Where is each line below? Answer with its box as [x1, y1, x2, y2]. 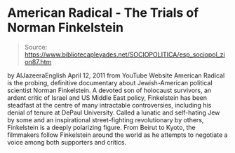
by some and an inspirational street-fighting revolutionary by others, [7, 115, 204, 124]
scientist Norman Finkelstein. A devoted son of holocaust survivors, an [7, 86, 212, 94]
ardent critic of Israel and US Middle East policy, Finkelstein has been [7, 93, 208, 102]
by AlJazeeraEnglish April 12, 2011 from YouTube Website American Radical [7, 71, 225, 80]
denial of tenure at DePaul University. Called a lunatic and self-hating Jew [7, 108, 220, 117]
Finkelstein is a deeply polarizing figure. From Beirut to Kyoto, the [7, 123, 196, 131]
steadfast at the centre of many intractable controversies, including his [7, 101, 212, 109]
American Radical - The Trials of [7, 5, 199, 21]
